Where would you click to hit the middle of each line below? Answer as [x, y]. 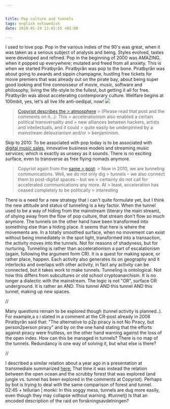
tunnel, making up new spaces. [38, 291]
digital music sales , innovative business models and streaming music [77, 148]
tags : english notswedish [32, 23]
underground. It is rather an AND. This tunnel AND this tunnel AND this [79, 286]
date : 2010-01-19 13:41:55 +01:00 [42, 28]
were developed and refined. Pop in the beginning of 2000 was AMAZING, [83, 58]
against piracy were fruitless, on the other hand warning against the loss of [84, 333]
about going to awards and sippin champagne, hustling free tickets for [79, 74]
